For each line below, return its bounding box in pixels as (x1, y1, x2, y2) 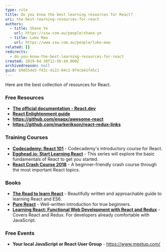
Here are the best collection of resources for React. (5, 82, 111, 88)
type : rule (5, 7, 28, 13)
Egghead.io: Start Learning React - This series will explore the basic (12, 151, 155, 157)
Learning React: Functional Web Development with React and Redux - (12, 206, 160, 212)
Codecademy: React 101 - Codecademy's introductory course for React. (12, 145, 162, 151)
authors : (5, 21, 23, 27)
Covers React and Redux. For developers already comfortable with (12, 211, 150, 218)
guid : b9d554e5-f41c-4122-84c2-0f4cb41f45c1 (5, 68, 99, 73)
